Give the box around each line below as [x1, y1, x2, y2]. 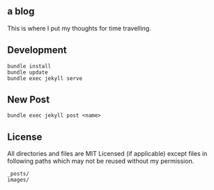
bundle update [7, 69, 49, 76]
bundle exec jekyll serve [7, 74, 82, 82]
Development [7, 45, 68, 56]
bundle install [7, 63, 52, 70]
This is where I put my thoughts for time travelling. [7, 24, 151, 32]
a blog [7, 6, 35, 17]
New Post [7, 94, 50, 106]
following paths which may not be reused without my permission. [7, 157, 194, 166]
